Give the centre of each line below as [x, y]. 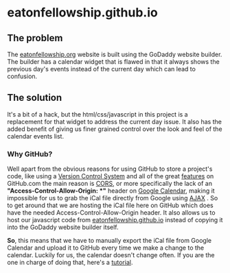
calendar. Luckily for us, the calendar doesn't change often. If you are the [111, 255]
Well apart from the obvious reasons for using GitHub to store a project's [110, 169]
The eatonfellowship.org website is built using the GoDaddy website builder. [115, 54]
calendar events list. [35, 136]
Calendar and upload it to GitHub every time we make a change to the [106, 248]
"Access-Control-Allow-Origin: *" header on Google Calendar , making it [111, 191]
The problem [35, 38]
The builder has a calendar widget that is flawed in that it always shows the [113, 62]
